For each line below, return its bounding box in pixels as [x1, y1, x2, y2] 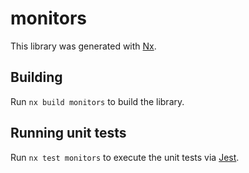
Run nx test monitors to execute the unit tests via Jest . [10, 151, 240, 163]
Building [10, 69, 63, 86]
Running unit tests [10, 125, 127, 142]
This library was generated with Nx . [10, 40, 157, 52]
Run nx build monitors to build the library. [10, 95, 185, 107]
